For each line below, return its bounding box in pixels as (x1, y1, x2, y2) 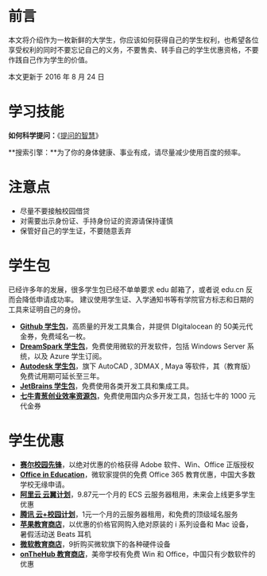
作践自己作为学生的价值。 (8, 55, 92, 64)
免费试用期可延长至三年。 (19, 371, 104, 380)
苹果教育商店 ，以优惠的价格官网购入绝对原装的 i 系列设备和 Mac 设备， (19, 519, 253, 529)
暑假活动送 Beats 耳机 (19, 529, 91, 539)
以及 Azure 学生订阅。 (33, 351, 106, 360)
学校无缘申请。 (19, 479, 69, 489)
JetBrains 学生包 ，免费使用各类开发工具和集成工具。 (19, 381, 194, 391)
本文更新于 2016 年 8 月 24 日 (8, 72, 105, 81)
